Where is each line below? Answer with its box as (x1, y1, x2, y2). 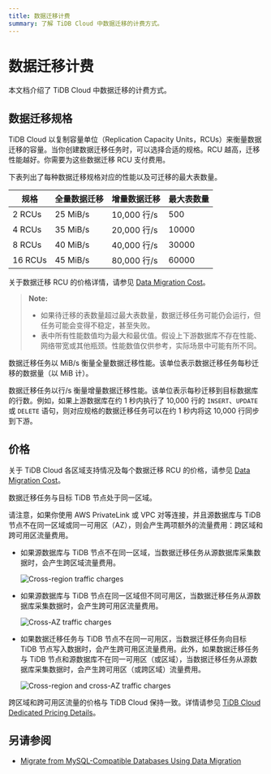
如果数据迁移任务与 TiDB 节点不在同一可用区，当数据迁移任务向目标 (19, 634, 247, 644)
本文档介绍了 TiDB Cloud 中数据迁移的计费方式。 (8, 85, 172, 95)
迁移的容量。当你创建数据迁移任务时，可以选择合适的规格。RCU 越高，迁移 (8, 145, 260, 154)
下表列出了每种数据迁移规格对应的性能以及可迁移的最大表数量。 (8, 172, 222, 182)
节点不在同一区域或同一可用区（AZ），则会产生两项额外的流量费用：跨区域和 (8, 520, 264, 530)
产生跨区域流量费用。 (48, 558, 120, 567)
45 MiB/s (54, 254, 90, 266)
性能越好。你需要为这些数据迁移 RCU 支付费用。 (8, 155, 170, 165)
